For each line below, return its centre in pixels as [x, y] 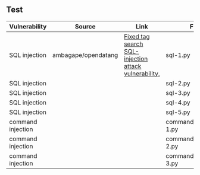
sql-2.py [178, 83]
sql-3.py [178, 93]
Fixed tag [137, 36]
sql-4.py [178, 102]
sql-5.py [178, 112]
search [134, 44]
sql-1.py [178, 55]
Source [85, 26]
